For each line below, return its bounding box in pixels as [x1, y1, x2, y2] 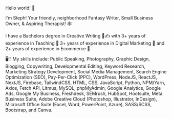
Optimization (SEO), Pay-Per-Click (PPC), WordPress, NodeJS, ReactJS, [5, 74, 157, 80]
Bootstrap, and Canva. [5, 107, 53, 113]
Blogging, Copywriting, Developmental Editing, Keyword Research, [5, 63, 146, 69]
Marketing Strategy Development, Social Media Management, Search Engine [5, 69, 167, 74]
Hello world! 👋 [5, 5, 35, 11]
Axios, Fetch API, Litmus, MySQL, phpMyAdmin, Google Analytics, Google [5, 85, 161, 91]
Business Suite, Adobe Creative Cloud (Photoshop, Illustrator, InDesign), [5, 96, 158, 102]
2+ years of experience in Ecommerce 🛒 [5, 46, 91, 51]
